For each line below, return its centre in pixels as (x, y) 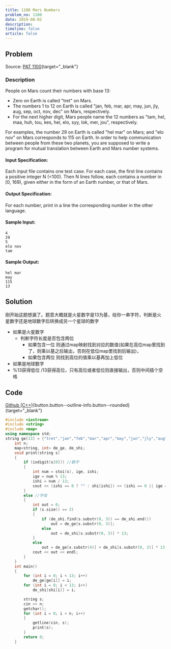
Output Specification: (28, 193)
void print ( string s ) (37, 453)
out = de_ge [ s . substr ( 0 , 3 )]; (83, 524)
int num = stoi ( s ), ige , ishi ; (66, 472)
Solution (19, 302)
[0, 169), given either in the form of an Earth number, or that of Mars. (77, 182)
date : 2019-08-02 (24, 19)
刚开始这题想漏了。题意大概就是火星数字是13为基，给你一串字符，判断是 (81, 315)
